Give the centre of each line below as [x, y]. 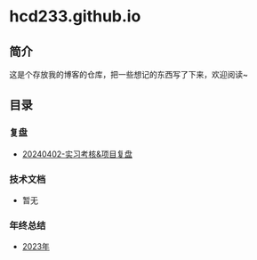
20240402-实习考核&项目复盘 [77, 154]
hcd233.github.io [75, 16]
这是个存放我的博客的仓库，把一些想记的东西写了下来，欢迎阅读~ [129, 74]
